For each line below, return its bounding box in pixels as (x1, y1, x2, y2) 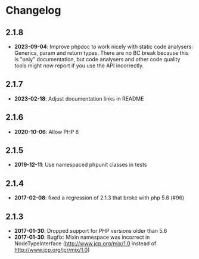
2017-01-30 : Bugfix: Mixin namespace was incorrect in (14, 233, 150, 241)
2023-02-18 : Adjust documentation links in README (14, 95, 144, 102)
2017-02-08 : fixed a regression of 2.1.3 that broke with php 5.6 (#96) (14, 194, 185, 201)
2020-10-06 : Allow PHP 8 (14, 128, 79, 135)
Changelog (5, 4, 61, 17)
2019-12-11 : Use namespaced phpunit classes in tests (14, 161, 147, 168)
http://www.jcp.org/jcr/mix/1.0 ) (14, 246, 90, 254)
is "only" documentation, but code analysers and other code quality (14, 56, 181, 63)
